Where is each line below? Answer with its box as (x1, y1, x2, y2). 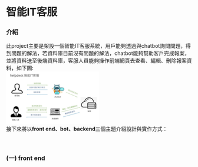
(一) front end (6, 154, 45, 162)
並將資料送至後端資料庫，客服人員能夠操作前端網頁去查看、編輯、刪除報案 (6, 57, 187, 64)
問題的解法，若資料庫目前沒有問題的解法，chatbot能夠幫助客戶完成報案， (11, 50, 190, 57)
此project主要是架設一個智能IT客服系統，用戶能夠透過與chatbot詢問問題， (6, 42, 186, 50)
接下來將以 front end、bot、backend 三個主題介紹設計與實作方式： (6, 125, 168, 133)
